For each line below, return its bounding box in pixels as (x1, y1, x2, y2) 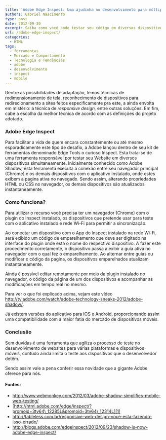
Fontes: (5, 382, 21, 388)
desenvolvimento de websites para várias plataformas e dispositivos (5, 345, 145, 351)
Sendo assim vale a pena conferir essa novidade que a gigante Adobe (5, 365, 148, 371)
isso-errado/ (12, 419, 38, 425)
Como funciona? (5, 198, 46, 205)
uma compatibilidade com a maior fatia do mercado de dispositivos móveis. (5, 316, 159, 322)
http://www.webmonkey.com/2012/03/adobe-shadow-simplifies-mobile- (12, 393, 161, 399)
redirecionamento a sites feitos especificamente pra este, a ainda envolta (5, 100, 155, 106)
